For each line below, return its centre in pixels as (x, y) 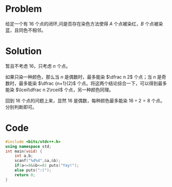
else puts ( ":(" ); (33, 170)
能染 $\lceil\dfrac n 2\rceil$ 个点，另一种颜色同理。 (60, 90)
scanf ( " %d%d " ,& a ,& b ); (37, 161)
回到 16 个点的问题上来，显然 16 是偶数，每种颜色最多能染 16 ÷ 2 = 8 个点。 (85, 100)
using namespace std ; (28, 147)
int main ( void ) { (24, 151)
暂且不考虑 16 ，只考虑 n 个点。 (38, 66)
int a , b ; (24, 156)
